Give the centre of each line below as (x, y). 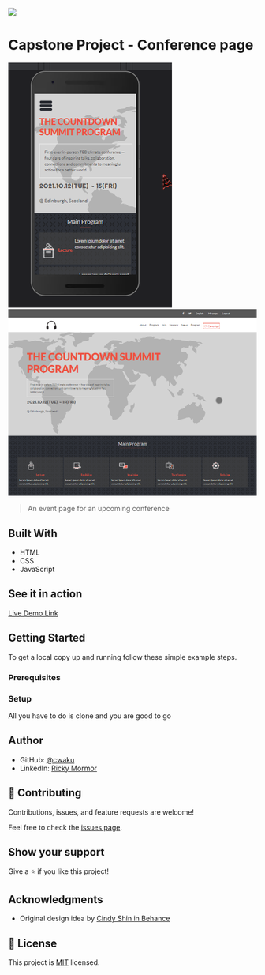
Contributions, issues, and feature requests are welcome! (101, 812)
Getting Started (47, 638)
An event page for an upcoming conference (98, 509)
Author (26, 741)
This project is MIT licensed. (54, 962)
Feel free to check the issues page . (65, 827)
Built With (33, 533)
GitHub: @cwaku (47, 759)
